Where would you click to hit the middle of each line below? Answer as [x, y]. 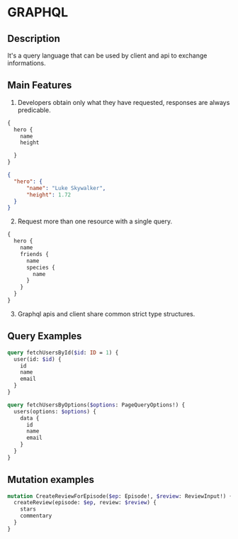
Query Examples [45, 337]
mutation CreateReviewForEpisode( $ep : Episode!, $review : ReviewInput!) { [120, 496]
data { [30, 418]
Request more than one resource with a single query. [95, 221]
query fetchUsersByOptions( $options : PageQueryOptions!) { [96, 405]
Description [34, 39]
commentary [36, 516]
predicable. [34, 110]
